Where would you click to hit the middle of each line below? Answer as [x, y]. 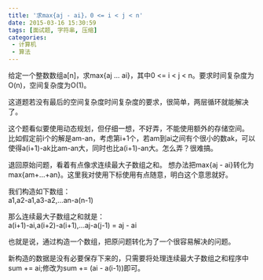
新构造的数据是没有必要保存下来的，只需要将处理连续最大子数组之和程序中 [128, 258]
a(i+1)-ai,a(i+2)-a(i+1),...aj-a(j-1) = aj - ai [73, 225]
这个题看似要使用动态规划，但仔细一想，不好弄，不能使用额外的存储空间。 [128, 128]
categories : [27, 37]
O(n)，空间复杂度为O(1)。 [49, 85]
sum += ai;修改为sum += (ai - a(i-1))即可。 [77, 268]
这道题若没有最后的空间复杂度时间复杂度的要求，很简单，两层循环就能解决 [128, 102]
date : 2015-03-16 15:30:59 [52, 23]
